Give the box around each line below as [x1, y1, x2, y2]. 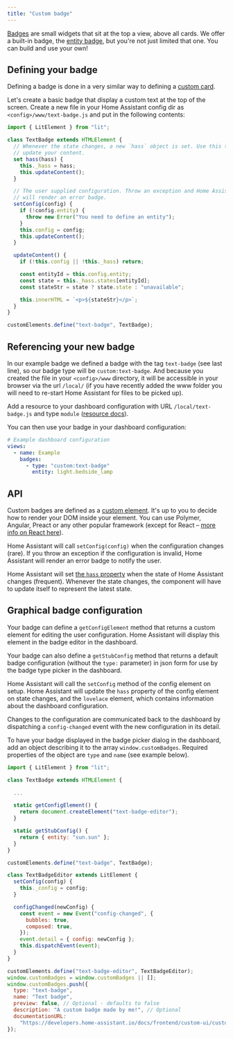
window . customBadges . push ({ [7, 981, 89, 988]
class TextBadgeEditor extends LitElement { [7, 872, 138, 879]
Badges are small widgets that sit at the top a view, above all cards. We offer [7, 29, 225, 37]
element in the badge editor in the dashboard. [7, 637, 138, 646]
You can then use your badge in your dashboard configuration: [7, 423, 187, 431]
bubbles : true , [25, 916, 70, 923]
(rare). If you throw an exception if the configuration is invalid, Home [7, 549, 202, 558]
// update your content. [13, 150, 85, 157]
